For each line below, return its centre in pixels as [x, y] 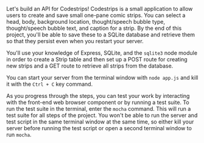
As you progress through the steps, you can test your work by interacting [98, 96]
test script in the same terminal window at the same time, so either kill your [100, 122]
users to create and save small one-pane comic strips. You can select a [96, 15]
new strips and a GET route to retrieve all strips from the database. [90, 66]
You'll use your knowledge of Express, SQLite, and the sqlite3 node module [102, 53]
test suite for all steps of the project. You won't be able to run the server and [102, 115]
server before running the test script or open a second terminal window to [99, 128]
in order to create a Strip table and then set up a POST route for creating [97, 59]
